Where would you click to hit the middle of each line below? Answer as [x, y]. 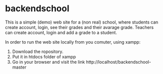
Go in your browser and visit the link [48, 62]
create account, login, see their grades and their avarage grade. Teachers [80, 27]
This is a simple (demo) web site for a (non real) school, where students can [82, 22]
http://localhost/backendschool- [118, 62]
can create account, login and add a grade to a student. [61, 32]
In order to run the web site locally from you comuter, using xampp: [73, 42]
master [19, 67]
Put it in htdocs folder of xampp [44, 56]
